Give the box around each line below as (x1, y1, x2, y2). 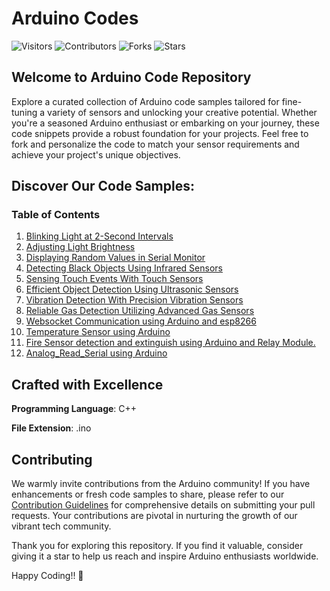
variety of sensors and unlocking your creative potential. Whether (47, 106, 318, 118)
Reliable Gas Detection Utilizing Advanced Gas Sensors (25, 305, 255, 317)
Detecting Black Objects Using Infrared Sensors (25, 262, 223, 274)
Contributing (11, 451, 93, 468)
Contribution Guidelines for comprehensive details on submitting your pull (11, 499, 316, 511)
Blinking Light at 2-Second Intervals (25, 230, 174, 242)
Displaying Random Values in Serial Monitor (25, 252, 206, 264)
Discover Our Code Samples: (11, 178, 195, 195)
